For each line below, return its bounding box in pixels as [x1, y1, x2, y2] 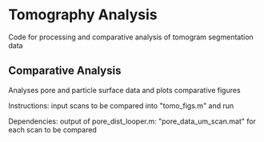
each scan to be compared [8, 124, 98, 134]
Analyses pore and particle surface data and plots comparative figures [8, 85, 242, 95]
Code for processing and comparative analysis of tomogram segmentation [8, 32, 254, 42]
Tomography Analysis [8, 6, 158, 24]
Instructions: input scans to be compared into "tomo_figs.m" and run [8, 100, 234, 110]
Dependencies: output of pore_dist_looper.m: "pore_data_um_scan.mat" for [8, 116, 256, 126]
